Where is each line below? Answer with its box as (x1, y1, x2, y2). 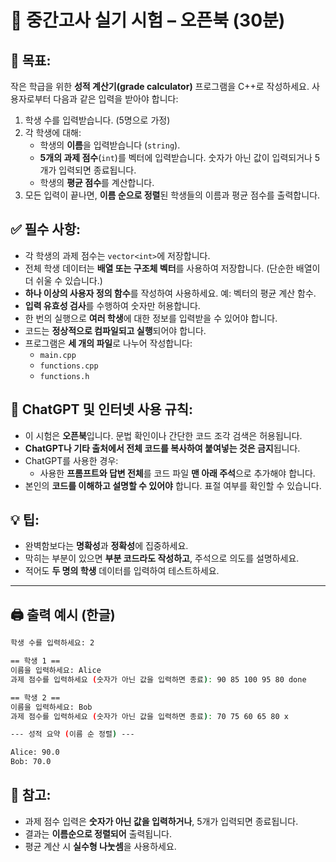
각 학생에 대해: (24, 127, 82, 138)
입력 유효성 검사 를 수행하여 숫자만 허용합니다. (24, 299, 201, 311)
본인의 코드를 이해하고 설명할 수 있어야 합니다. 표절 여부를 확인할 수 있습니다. (24, 479, 322, 491)
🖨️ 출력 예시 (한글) (10, 606, 116, 623)
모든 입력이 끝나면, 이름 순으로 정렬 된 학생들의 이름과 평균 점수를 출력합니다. (24, 189, 321, 201)
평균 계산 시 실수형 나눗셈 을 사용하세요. (24, 840, 177, 852)
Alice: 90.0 (10, 747, 60, 758)
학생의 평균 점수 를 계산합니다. (39, 177, 155, 188)
